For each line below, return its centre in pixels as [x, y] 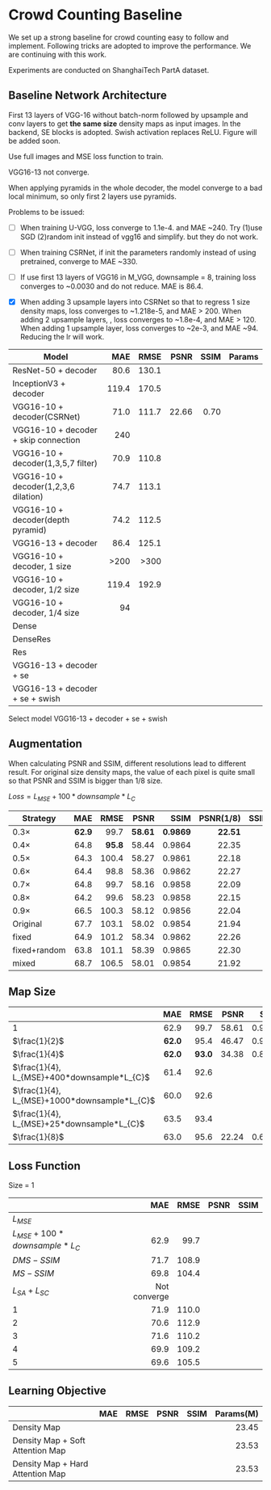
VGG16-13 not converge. [49, 172]
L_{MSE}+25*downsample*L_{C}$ [79, 1124]
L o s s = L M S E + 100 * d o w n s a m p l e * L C [72, 797]
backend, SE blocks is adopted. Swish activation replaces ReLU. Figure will [133, 132]
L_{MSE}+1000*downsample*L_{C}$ [84, 1101]
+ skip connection [46, 440]
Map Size [32, 992]
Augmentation [46, 744]
